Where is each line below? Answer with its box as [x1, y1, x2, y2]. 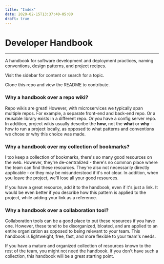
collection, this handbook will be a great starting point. [5, 253, 115, 259]
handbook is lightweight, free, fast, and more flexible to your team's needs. [5, 233, 156, 239]
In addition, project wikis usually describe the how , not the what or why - [5, 120, 153, 127]
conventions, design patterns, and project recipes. [5, 63, 106, 69]
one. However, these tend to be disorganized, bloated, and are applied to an [5, 223, 158, 229]
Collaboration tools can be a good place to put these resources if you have [5, 218, 155, 224]
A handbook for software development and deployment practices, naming [5, 58, 154, 64]
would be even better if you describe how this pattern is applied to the [5, 189, 146, 195]
